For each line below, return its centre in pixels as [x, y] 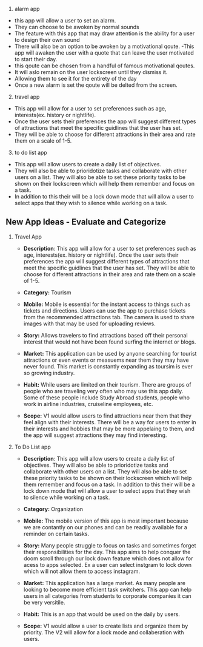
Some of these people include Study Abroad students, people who [107, 398]
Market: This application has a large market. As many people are [105, 583]
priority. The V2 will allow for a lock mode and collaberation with [104, 632]
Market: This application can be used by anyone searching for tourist [110, 353]
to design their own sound [47, 40]
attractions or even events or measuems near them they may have [106, 360]
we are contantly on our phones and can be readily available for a [105, 527]
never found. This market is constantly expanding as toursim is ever [108, 366]
